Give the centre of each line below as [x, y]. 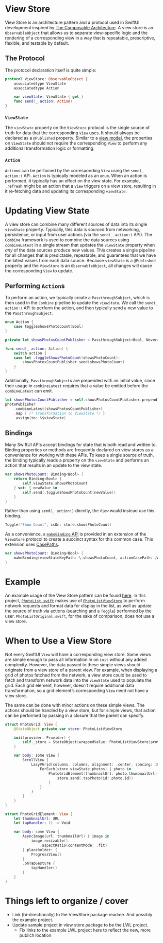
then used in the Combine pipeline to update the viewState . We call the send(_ [81, 303]
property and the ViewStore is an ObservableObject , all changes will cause [79, 266]
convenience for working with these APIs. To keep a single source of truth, [80, 455]
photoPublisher [20, 404]
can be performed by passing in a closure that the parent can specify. [75, 715]
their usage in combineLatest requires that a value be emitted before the [77, 386]
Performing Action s [35, 286]
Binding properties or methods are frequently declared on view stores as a [79, 450]
